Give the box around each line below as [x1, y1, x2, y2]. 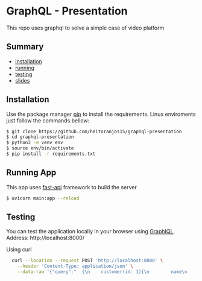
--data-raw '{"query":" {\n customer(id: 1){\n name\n [17, 269, 188, 275]
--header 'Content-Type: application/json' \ [17, 264, 134, 270]
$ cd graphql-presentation [6, 134, 74, 140]
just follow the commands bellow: [6, 116, 90, 124]
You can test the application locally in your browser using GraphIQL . [6, 228, 175, 235]
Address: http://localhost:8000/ [6, 234, 84, 242]
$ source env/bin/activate [6, 145, 74, 151]
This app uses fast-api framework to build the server [6, 183, 137, 191]
